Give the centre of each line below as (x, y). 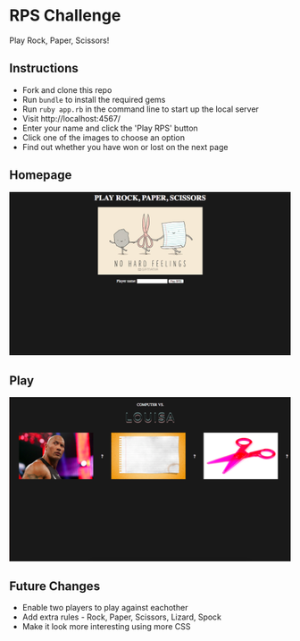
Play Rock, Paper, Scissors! (59, 40)
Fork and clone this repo (67, 89)
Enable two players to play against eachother (105, 608)
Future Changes (55, 586)
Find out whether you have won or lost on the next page (125, 147)
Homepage (41, 175)
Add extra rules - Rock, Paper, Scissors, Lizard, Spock (121, 617)
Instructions (44, 68)
